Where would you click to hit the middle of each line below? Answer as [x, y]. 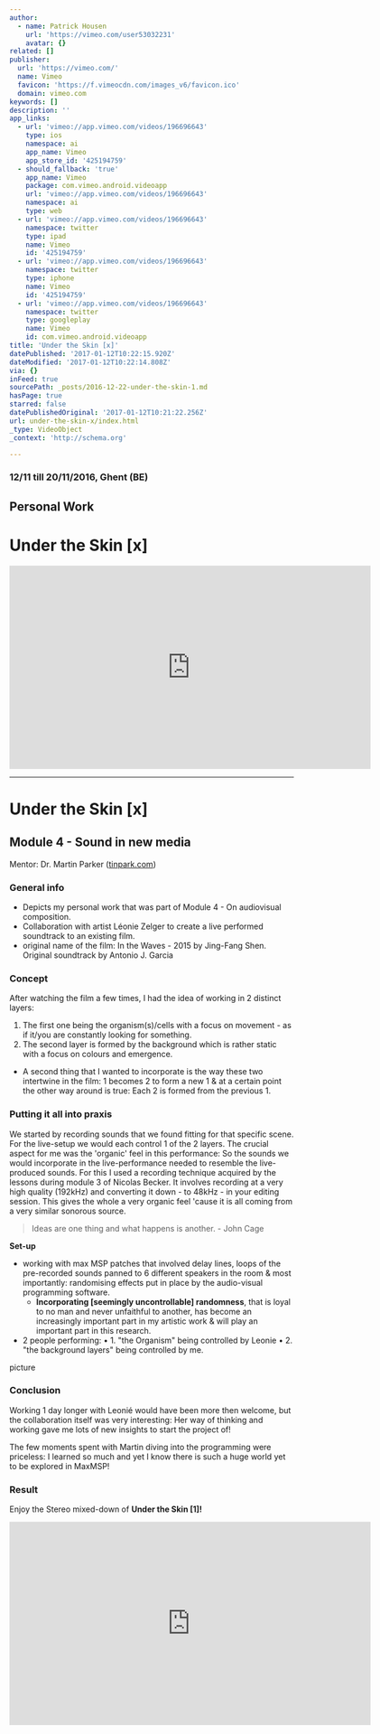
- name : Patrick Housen [62, 26]
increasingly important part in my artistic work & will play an [147, 1321]
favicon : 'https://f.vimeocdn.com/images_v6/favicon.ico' [129, 85]
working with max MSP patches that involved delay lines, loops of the [152, 1263]
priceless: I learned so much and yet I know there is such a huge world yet [148, 1457]
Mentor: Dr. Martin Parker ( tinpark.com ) [83, 864]
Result [24, 1489]
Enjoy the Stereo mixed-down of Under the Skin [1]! [106, 1509]
